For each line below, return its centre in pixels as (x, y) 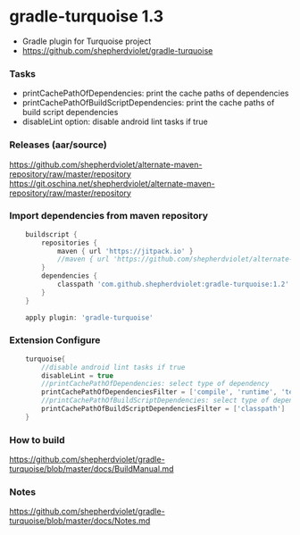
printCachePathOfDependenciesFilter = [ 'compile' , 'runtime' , (159, 392)
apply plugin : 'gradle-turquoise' (89, 318)
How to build (37, 439)
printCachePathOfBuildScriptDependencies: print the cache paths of (148, 103)
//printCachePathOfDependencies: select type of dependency (155, 384)
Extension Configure (55, 340)
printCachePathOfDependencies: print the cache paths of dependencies (155, 93)
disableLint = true (78, 376)
